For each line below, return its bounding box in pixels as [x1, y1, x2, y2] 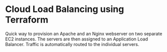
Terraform [5, 14, 49, 25]
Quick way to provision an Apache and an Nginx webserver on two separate [5, 30, 162, 36]
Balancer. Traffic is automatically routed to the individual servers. [5, 41, 139, 47]
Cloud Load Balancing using [5, 3, 124, 15]
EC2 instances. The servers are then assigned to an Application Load [5, 36, 148, 42]
